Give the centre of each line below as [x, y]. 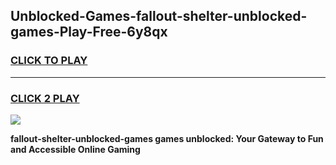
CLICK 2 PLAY [45, 98]
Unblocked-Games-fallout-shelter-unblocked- [159, 16]
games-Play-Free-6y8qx [89, 32]
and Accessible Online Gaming [75, 149]
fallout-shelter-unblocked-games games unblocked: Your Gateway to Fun [167, 138]
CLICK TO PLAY [49, 61]
